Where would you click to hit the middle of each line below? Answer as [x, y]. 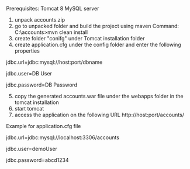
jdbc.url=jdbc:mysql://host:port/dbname [54, 62]
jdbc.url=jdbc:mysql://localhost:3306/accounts [63, 137]
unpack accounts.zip [40, 20]
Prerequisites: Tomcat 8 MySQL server [53, 8]
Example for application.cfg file [44, 126]
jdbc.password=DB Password [42, 85]
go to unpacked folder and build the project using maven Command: [97, 26]
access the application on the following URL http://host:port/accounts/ [99, 115]
